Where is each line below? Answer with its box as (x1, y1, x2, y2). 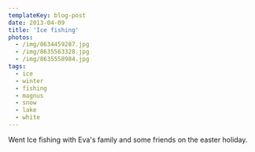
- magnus (15, 92, 44, 100)
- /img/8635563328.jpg (15, 48, 90, 56)
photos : (8, 33, 34, 42)
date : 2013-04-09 (8, 19, 65, 27)
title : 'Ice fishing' (8, 26, 79, 34)
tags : (8, 63, 26, 71)
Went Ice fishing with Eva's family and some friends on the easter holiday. (8, 135, 248, 144)
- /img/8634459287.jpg (15, 41, 90, 49)
